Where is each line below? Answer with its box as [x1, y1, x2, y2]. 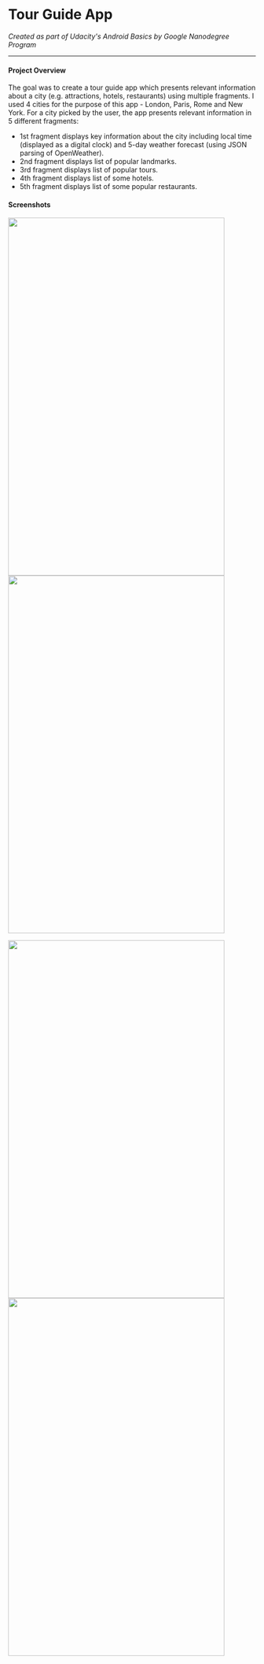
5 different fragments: [8, 117, 79, 126]
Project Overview [8, 65, 67, 75]
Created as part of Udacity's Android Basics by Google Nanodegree [8, 32, 230, 41]
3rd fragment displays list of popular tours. [19, 165, 159, 175]
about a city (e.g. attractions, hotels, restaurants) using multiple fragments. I [8, 91, 255, 101]
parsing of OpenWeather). [19, 148, 104, 158]
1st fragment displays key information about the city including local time [19, 132, 252, 141]
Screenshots [8, 199, 51, 209]
